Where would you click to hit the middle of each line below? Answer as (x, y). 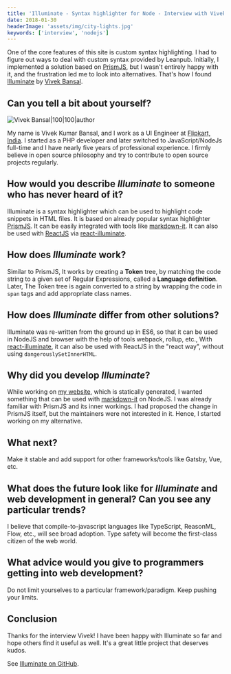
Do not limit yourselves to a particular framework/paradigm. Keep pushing (112, 590)
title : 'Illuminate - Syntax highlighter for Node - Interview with (107, 13)
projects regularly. (33, 162)
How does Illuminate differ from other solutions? (113, 315)
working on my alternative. (45, 421)
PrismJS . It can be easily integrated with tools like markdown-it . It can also (113, 226)
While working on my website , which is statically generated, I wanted (105, 392)
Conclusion (32, 619)
